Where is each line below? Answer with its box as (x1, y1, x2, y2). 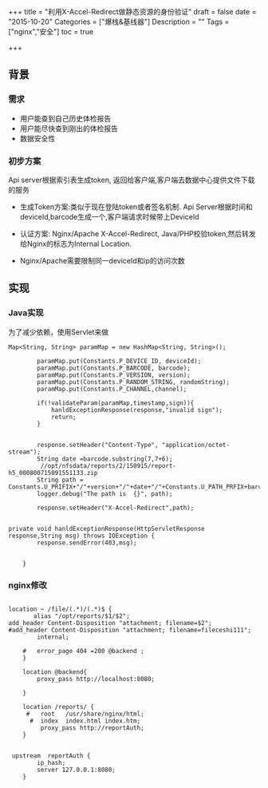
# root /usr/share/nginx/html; (26, 710, 145, 718)
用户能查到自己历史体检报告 (19, 113, 112, 123)
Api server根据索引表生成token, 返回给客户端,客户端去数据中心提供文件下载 (8, 175, 255, 184)
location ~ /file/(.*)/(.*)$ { (8, 605, 112, 613)
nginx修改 (8, 580, 48, 591)
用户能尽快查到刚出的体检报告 (19, 123, 118, 133)
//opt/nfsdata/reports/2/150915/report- (40, 461, 177, 469)
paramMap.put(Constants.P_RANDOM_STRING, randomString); (37, 378, 230, 386)
